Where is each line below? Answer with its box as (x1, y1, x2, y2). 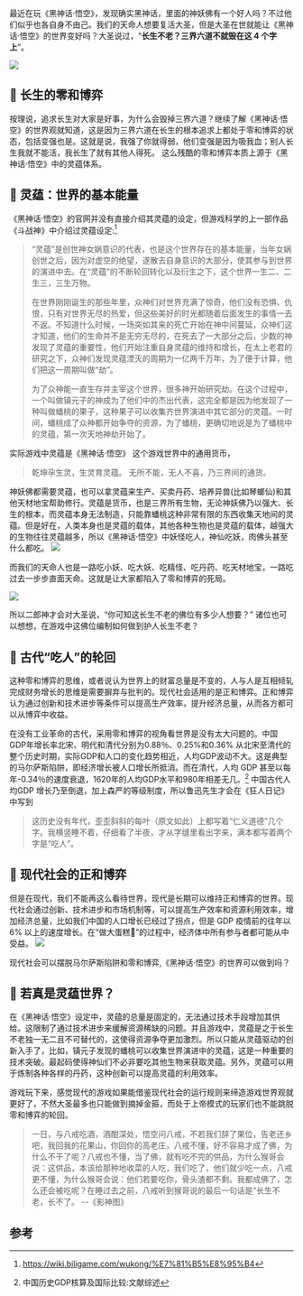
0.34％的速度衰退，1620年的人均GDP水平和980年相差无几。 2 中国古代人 (21, 773, 291, 784)
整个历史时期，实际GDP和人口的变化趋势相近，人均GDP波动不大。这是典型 (9, 751, 288, 762)
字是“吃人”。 (31, 838, 79, 848)
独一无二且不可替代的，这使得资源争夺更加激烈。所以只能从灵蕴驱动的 (24, 1034, 286, 1045)
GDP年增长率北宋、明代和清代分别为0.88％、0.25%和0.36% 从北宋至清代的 (9, 739, 291, 751)
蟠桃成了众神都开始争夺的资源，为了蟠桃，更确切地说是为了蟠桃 (47, 418, 285, 429)
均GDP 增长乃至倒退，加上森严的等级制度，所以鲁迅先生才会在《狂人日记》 (9, 784, 289, 796)
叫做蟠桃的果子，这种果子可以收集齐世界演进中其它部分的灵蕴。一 (39, 406, 285, 417)
